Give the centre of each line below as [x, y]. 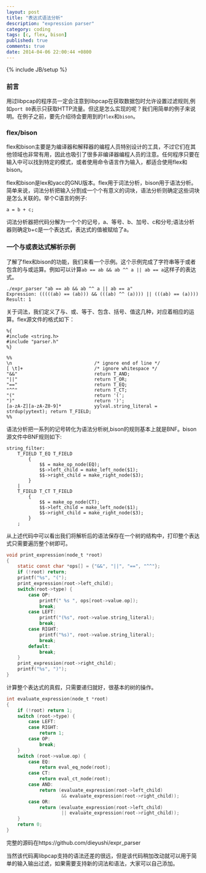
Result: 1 [19, 299]
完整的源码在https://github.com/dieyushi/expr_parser [74, 842]
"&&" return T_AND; [68, 374]
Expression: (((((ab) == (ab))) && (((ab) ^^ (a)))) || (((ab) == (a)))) [103, 294]
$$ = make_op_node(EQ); [69, 464]
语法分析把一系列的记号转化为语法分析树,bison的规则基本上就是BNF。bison [102, 429]
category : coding [29, 29]
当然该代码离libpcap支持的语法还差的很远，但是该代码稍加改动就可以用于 [99, 856]
